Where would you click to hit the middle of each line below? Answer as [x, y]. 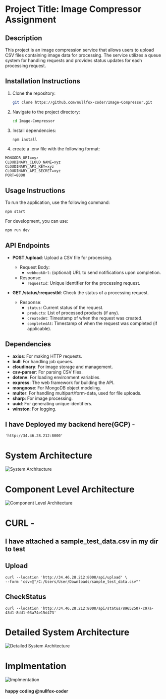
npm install [25, 139]
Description [24, 38]
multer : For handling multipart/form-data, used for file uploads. [77, 393]
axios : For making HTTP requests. [47, 356]
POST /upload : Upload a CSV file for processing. [62, 257]
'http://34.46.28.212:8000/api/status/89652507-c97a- [97, 608]
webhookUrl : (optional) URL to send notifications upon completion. [94, 272]
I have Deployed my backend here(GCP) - [70, 424]
